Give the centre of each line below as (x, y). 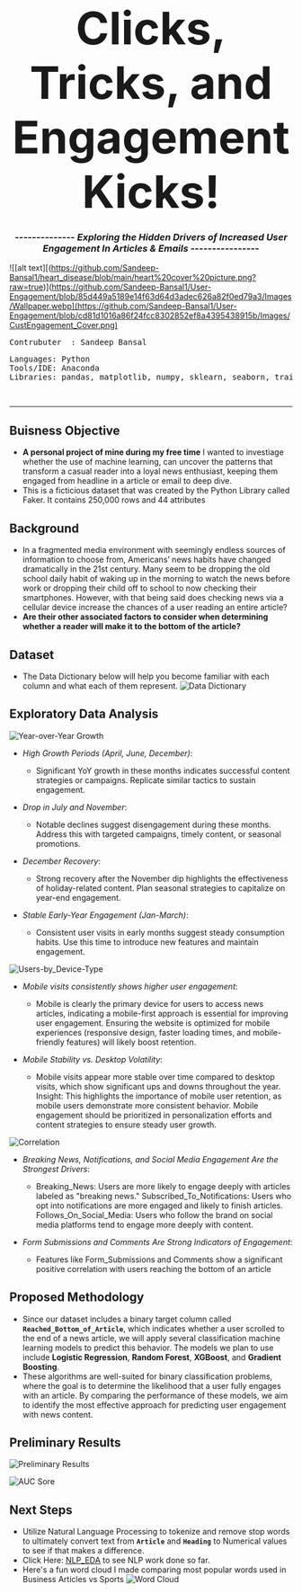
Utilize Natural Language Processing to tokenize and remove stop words (156, 1532)
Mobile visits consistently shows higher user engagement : (130, 986)
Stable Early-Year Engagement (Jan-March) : (105, 915)
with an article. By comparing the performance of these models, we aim (155, 1395)
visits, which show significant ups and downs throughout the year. (158, 1086)
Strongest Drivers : (56, 1169)
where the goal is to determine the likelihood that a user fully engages (151, 1385)
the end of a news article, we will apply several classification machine (151, 1338)
